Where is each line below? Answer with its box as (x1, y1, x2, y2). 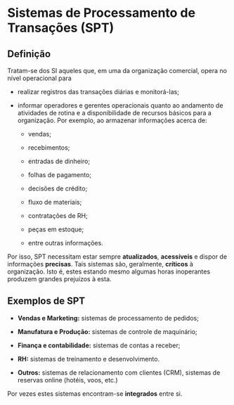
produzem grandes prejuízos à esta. (7, 275, 112, 283)
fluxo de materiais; (27, 198, 82, 206)
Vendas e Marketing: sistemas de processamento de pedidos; (17, 314, 199, 322)
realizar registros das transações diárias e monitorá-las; (17, 88, 179, 96)
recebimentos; (27, 143, 70, 152)
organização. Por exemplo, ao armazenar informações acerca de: (17, 116, 207, 124)
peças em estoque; (27, 225, 84, 233)
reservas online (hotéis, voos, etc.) (17, 375, 118, 384)
